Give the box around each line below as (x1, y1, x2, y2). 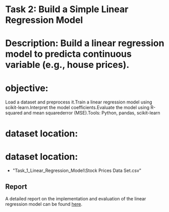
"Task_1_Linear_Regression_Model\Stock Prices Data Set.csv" (12, 167, 142, 173)
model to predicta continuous (5, 48, 132, 60)
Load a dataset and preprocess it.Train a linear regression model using (5, 99, 153, 105)
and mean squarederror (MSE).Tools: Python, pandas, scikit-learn (23, 110, 160, 116)
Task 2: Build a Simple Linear (5, 4, 129, 15)
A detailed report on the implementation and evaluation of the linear (5, 196, 146, 202)
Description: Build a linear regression (5, 38, 164, 49)
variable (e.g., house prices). (5, 59, 130, 70)
